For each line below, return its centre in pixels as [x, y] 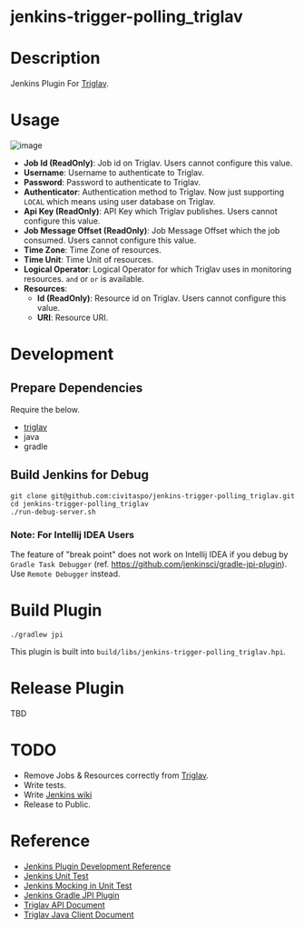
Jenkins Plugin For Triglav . [60, 84]
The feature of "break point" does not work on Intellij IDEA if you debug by [149, 554]
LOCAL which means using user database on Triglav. [119, 202]
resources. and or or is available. [83, 279]
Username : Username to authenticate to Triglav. [114, 173]
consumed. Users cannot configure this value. [110, 240]
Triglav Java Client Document [78, 914]
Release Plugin [68, 689]
